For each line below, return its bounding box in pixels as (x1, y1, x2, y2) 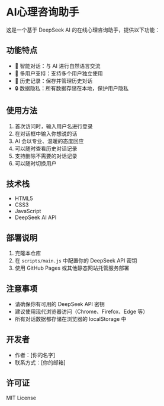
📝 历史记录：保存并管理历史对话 (14, 77, 93, 84)
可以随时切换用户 (14, 160, 57, 167)
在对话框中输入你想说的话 (14, 130, 78, 137)
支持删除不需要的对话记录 (14, 152, 78, 160)
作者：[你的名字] (14, 351, 56, 358)
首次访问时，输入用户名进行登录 (14, 123, 93, 130)
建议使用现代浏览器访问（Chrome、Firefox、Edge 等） (14, 308, 149, 315)
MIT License (6, 394, 37, 401)
